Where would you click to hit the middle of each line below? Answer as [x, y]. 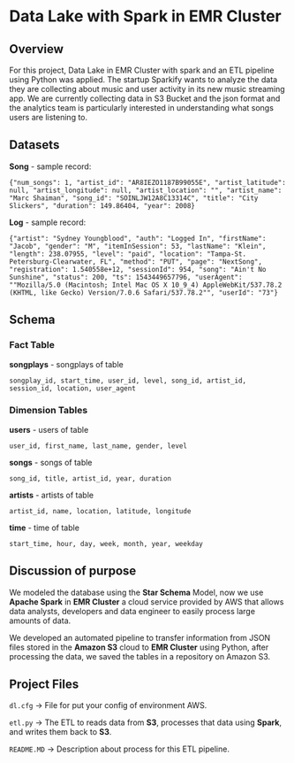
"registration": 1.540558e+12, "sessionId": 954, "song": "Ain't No [138, 269]
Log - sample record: [48, 222]
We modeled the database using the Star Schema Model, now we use [136, 592]
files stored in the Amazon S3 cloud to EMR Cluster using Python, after [139, 647]
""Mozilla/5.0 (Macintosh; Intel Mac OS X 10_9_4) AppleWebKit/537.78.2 [146, 285]
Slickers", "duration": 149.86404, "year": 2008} [102, 205]
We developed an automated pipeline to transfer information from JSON [140, 637]
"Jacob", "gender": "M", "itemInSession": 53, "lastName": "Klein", [138, 246]
